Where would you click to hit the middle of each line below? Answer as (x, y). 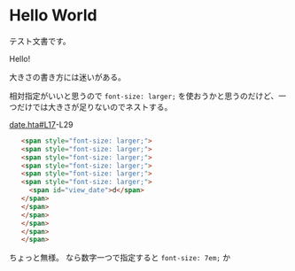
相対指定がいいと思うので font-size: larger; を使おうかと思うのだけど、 (144, 96)
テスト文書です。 (40, 41)
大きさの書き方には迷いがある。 (67, 77)
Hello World (53, 15)
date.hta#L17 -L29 (41, 124)
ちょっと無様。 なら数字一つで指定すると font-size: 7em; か (120, 258)
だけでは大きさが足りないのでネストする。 (94, 106)
